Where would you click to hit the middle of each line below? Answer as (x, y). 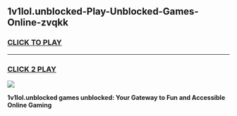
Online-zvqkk (38, 23)
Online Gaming (30, 105)
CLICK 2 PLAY (32, 69)
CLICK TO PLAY (35, 43)
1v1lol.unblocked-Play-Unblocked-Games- (103, 12)
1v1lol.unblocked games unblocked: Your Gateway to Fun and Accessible (116, 97)
